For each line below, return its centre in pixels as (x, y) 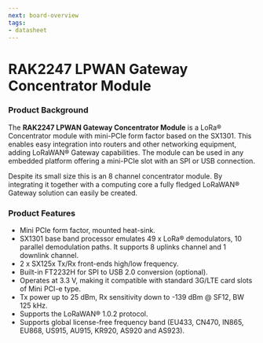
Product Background (48, 110)
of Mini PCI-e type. (50, 289)
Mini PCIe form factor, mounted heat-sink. (87, 231)
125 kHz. (34, 306)
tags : (17, 23)
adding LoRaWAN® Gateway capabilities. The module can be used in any (126, 152)
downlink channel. (49, 256)
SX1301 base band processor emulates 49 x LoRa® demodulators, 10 (130, 239)
